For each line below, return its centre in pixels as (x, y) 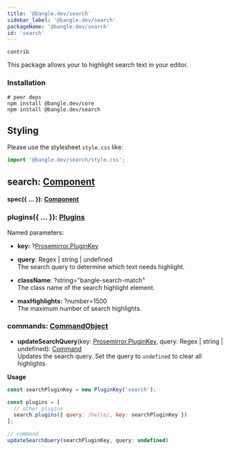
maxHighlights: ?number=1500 (62, 301)
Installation (27, 83)
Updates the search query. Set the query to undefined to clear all (109, 356)
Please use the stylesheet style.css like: (65, 147)
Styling (23, 130)
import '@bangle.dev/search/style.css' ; (67, 160)
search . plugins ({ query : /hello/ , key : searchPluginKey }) (100, 415)
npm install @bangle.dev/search (54, 109)
